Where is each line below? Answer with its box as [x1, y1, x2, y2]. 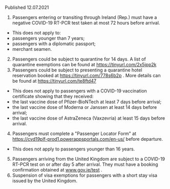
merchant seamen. [12, 46, 52, 52]
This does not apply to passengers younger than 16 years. [12, 146, 135, 152]
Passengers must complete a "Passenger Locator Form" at [12, 130, 137, 137]
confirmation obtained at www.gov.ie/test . [12, 167, 102, 173]
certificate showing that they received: [12, 93, 94, 99]
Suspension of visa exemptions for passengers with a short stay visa [12, 172, 157, 178]
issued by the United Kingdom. [12, 178, 78, 184]
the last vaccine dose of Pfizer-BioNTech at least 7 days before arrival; [12, 99, 162, 105]
